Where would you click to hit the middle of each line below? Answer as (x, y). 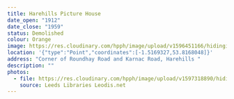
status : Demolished (36, 33)
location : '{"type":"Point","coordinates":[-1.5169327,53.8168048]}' (110, 53)
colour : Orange (29, 40)
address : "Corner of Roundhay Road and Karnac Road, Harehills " (104, 59)
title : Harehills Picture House (54, 14)
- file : (25, 78)
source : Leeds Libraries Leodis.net (73, 85)
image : (17, 46)
